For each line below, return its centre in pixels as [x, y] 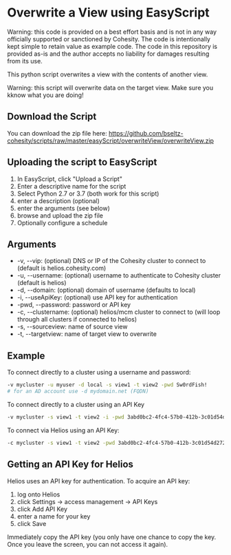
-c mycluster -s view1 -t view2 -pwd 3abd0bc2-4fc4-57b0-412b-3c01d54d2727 [118, 443]
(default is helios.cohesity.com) [62, 268]
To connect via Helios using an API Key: [63, 430]
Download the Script [52, 117]
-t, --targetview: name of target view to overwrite [87, 334]
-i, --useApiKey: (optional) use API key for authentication [97, 297]
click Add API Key [42, 509]
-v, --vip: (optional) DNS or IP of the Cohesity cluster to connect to [111, 261]
